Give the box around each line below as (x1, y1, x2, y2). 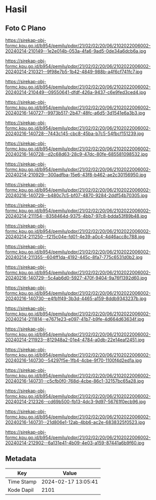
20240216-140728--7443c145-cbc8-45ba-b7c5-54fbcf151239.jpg (5, 130, 144, 137)
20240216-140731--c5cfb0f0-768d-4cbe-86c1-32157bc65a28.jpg (5, 378, 144, 384)
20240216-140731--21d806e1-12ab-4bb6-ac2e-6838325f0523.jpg (5, 419, 145, 425)
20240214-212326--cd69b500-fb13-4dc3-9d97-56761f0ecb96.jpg (5, 398, 146, 405)
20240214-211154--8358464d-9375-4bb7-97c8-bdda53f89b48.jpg (5, 213, 147, 219)
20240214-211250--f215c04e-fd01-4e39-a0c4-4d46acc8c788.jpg (5, 234, 145, 240)
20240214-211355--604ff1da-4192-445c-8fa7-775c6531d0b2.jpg (5, 254, 143, 260)
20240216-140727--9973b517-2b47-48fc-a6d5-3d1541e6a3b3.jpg (5, 110, 145, 116)
